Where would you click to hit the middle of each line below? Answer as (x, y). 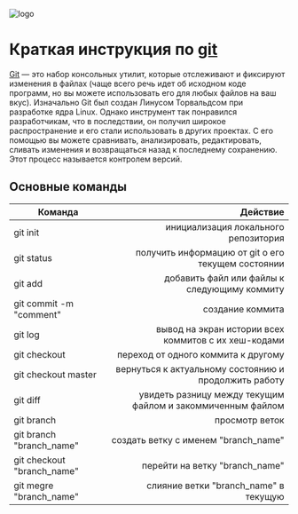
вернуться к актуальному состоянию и (200, 368)
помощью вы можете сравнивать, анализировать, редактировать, (135, 140)
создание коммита (243, 309)
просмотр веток (249, 420)
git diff (27, 399)
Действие (262, 211)
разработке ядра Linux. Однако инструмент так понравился (123, 112)
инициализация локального (225, 226)
